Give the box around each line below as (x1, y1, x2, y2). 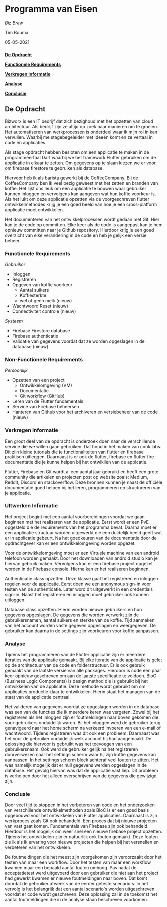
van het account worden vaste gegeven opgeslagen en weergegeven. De (5, 622, 156, 628)
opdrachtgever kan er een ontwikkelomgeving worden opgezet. (5, 540, 136, 546)
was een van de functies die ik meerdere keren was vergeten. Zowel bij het (5, 709, 160, 715)
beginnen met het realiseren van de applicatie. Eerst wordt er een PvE (5, 519, 149, 525)
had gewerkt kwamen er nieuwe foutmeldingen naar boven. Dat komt (5, 875, 147, 881)
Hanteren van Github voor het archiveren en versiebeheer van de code (12, 409, 158, 415)
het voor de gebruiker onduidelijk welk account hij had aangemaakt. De (5, 736, 152, 742)
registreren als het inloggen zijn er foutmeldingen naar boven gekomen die (5, 714, 159, 720)
